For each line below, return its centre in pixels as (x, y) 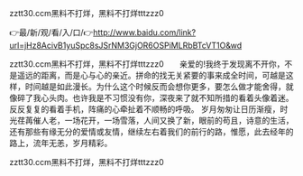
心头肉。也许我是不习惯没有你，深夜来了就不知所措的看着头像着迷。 (167, 98)
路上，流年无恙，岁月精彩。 (61, 143)
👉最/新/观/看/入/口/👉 (51, 32)
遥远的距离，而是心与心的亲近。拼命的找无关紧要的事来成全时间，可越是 (151, 75)
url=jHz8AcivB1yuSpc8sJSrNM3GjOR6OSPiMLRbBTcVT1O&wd (125, 45)
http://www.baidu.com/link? (145, 32)
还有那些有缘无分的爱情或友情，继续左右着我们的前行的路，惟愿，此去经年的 (151, 132)
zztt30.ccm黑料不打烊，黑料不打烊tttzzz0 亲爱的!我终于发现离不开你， (147, 64)
